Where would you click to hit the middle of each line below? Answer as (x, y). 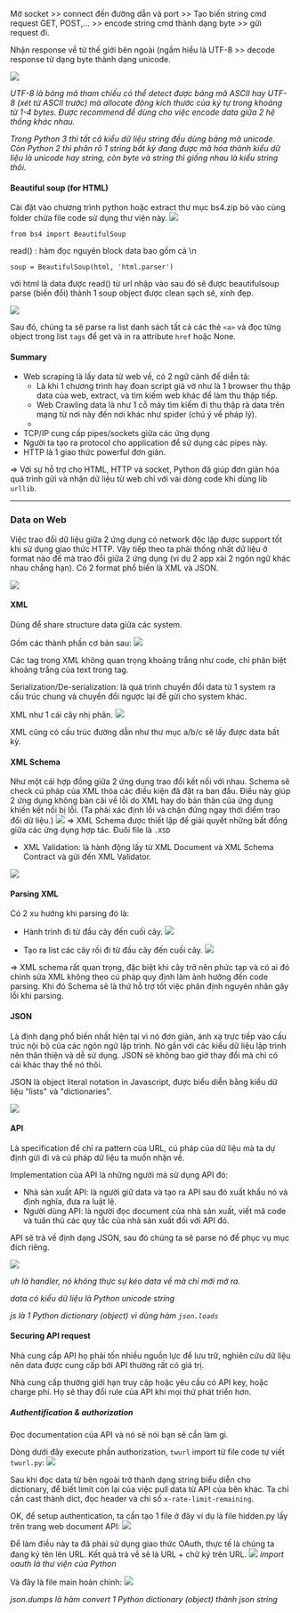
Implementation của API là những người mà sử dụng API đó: (119, 1174)
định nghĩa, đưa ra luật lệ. (69, 1201)
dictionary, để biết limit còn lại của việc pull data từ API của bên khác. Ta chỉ (150, 1489)
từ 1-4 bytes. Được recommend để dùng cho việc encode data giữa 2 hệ (142, 112)
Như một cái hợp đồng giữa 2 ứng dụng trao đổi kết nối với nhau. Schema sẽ (150, 782)
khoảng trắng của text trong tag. (69, 669)
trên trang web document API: (65, 1526)
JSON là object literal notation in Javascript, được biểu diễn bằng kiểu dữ (144, 1082)
